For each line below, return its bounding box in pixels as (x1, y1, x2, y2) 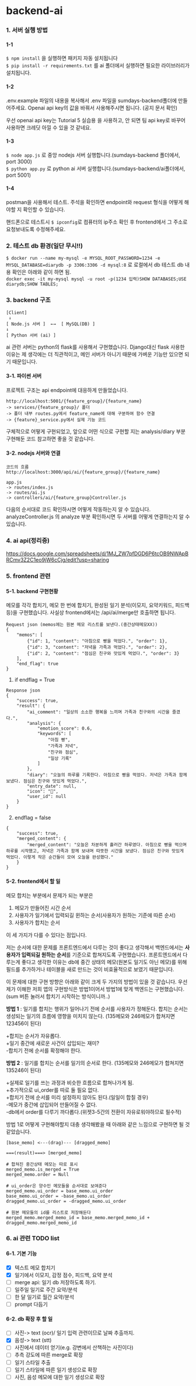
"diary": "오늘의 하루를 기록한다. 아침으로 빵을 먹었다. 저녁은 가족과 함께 (27, 772, 187, 778)
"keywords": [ (37, 731, 72, 737)
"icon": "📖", (27, 789, 59, 795)
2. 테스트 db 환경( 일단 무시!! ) (6, 242, 83, 250)
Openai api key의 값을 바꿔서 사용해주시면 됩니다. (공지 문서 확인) (27, 104, 178, 111)
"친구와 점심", (47, 749, 79, 755)
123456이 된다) (6, 1020, 42, 1027)
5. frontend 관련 (6, 572, 51, 580)
